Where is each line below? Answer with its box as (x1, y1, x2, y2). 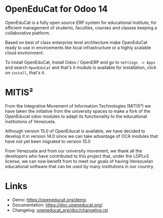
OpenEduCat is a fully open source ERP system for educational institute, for (5, 20, 157, 25)
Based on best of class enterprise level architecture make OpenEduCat (5, 39, 147, 45)
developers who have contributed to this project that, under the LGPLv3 (5, 153, 149, 159)
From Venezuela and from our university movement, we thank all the (5, 148, 143, 153)
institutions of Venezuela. (5, 118, 56, 124)
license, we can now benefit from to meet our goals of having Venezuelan (5, 158, 154, 164)
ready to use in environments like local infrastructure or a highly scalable (5, 44, 151, 50)
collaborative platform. (5, 30, 50, 36)
